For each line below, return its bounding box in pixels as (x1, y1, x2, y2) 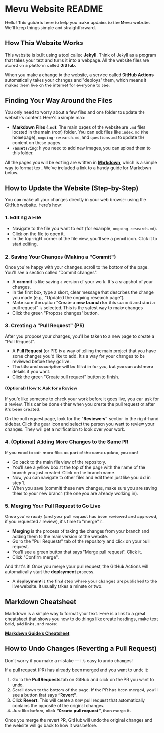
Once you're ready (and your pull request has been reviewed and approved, (5, 514, 158, 519)
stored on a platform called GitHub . (5, 62, 77, 68)
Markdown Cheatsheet (5, 598, 77, 606)
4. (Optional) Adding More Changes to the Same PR (5, 438, 129, 445)
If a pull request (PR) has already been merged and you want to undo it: (5, 667, 149, 673)
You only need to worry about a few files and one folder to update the (5, 109, 145, 115)
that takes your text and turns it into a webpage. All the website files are (5, 57, 149, 63)
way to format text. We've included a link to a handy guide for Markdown (5, 165, 151, 171)
